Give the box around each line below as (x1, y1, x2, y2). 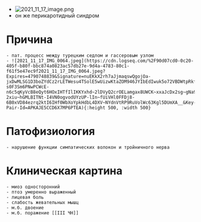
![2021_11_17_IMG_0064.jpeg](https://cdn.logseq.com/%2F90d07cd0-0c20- (11, 57, 194, 64)
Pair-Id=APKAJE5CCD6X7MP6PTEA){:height (6, 104, 106, 110)
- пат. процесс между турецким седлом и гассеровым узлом (6, 53, 154, 58)
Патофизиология (6, 125, 95, 138)
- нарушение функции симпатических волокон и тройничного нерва (6, 144, 170, 150)
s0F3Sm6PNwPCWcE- (6, 84, 50, 90)
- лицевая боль (6, 194, 44, 200)
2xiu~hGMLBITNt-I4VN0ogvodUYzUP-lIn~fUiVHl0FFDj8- (6, 94, 135, 100)
